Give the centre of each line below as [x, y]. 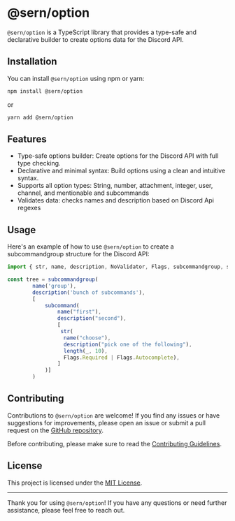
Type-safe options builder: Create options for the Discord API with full [118, 156]
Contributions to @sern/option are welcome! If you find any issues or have [114, 415]
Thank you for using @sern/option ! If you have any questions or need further [117, 502]
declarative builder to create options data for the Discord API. [95, 39]
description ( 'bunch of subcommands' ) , [89, 292]
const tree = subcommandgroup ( [53, 279]
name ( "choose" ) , [87, 338]
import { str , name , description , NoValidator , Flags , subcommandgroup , [115, 267]
